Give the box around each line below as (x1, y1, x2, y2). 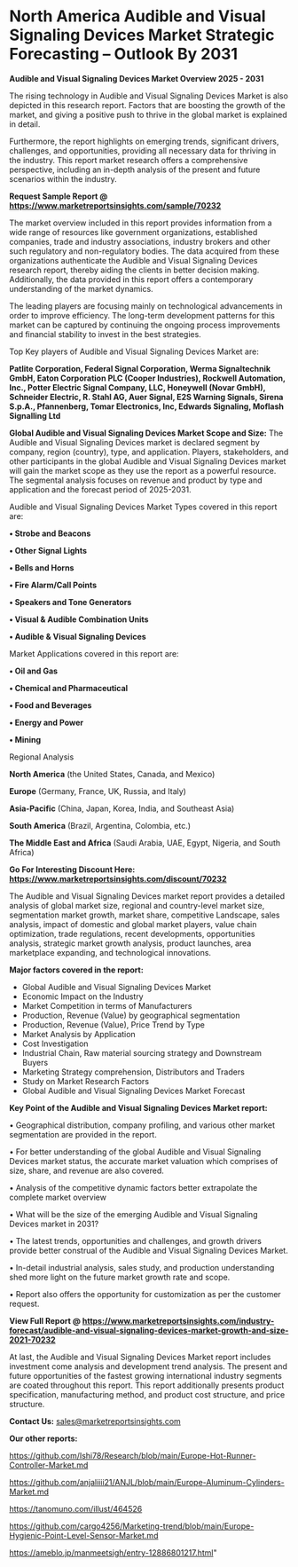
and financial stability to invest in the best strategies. (9, 328, 201, 339)
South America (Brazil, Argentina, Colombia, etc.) (9, 820, 192, 831)
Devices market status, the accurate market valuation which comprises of (9, 1155, 278, 1166)
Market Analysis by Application (21, 1028, 136, 1039)
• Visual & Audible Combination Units (9, 614, 149, 625)
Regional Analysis (9, 752, 74, 762)
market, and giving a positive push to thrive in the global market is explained (9, 109, 288, 120)
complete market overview (9, 1192, 106, 1202)
